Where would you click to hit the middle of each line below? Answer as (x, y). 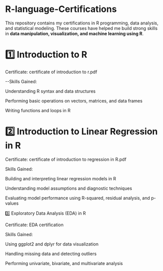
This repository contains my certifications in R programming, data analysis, (82, 23)
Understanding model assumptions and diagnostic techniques (69, 188)
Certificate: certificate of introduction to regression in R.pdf (66, 159)
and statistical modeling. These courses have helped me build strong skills (81, 28)
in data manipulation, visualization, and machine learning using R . (75, 33)
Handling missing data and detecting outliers (51, 254)
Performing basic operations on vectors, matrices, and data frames (74, 101)
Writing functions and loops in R (38, 110)
